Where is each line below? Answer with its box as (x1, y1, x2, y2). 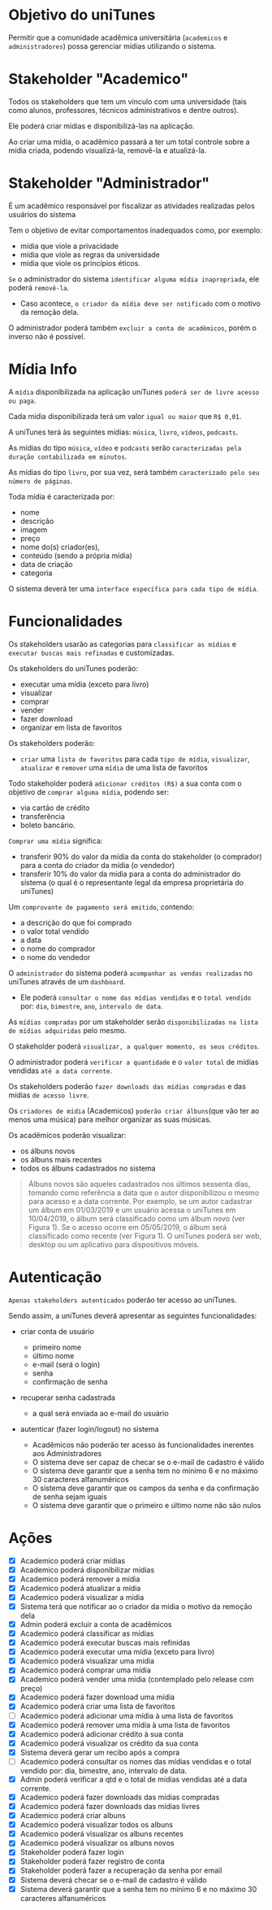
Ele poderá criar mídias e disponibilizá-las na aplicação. (8, 120, 195, 131)
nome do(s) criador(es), (19, 542, 100, 552)
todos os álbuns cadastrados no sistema (19, 1163, 156, 1173)
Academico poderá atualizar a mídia (19, 1583, 141, 1593)
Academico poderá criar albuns (19, 1811, 126, 1821)
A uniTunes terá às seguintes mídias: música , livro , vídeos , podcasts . (8, 427, 239, 437)
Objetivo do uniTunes (8, 6, 156, 24)
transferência (19, 811, 65, 821)
